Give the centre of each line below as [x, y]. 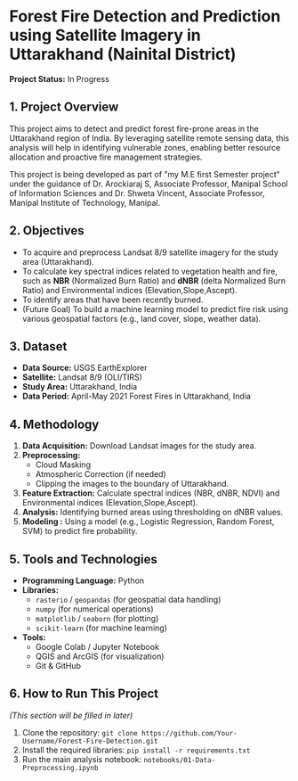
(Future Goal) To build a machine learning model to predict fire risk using [155, 308]
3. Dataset [38, 346]
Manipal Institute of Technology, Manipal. [85, 202]
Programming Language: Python [83, 580]
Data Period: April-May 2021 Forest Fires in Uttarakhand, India [137, 396]
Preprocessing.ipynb [60, 768]
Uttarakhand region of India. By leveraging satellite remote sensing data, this [149, 138]
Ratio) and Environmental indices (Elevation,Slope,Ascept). [129, 290]
